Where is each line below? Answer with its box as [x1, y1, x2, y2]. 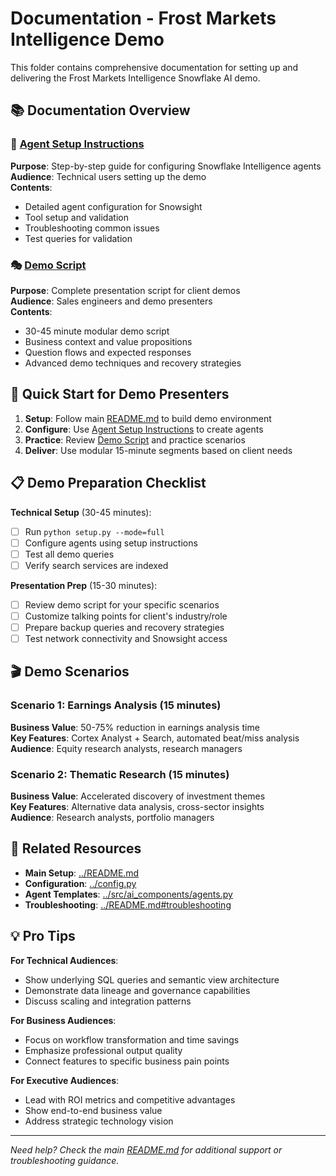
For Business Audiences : [10, 1014, 117, 1026]
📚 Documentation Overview [10, 102, 191, 119]
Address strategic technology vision [24, 1115, 174, 1127]
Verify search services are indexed [24, 559, 169, 571]
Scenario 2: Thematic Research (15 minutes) [10, 767, 230, 781]
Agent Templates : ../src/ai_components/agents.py [24, 888, 233, 900]
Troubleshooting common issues [24, 222, 160, 234]
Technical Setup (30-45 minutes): [10, 506, 152, 518]
